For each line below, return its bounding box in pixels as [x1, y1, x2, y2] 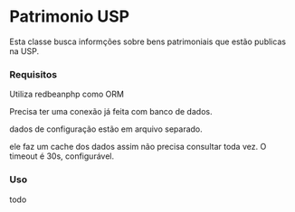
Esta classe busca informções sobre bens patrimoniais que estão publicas [9, 36, 287, 47]
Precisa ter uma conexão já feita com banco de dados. [9, 106, 213, 117]
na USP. [9, 45, 39, 56]
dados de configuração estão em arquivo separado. [9, 124, 204, 134]
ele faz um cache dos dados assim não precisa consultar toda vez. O [9, 142, 267, 152]
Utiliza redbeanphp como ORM [9, 88, 125, 100]
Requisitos [9, 68, 57, 80]
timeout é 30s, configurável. [9, 151, 115, 161]
